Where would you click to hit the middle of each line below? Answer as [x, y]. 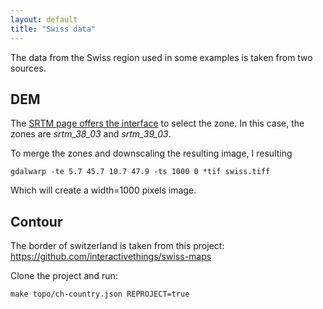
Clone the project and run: [64, 276]
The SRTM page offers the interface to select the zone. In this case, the [157, 123]
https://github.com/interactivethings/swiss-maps [111, 257]
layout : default [44, 19]
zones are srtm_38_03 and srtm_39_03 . [91, 134]
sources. [28, 68]
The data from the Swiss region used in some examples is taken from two [161, 57]
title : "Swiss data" [53, 29]
